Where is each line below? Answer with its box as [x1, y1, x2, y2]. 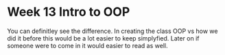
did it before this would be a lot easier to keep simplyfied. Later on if [7, 34, 200, 42]
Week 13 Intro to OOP [7, 4, 130, 20]
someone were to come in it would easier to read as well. [7, 41, 168, 49]
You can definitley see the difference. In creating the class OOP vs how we [7, 27, 218, 35]
